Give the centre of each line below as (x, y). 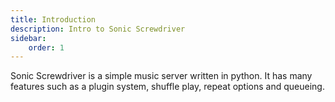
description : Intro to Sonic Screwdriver (98, 29)
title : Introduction (53, 19)
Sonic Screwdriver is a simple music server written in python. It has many (161, 76)
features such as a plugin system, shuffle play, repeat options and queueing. (167, 87)
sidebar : (28, 38)
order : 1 (46, 47)
